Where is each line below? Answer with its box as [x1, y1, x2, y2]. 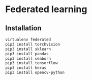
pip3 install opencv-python [5, 70, 65, 75]
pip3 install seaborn [5, 56, 51, 61]
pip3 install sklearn [5, 47, 51, 52]
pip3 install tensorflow [5, 61, 58, 66]
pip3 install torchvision [5, 42, 60, 47]
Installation [5, 24, 42, 32]
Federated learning [5, 4, 87, 15]
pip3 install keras [5, 65, 47, 70]
